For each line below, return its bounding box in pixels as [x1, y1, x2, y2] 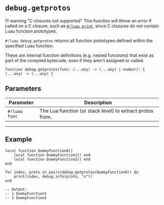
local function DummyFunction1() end [14, 153, 91, 158]
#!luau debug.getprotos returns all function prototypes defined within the [5, 38, 153, 44]
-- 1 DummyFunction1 [5, 191, 47, 196]
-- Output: [5, 187, 27, 192]
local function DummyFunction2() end [14, 157, 91, 162]
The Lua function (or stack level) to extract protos [40, 107, 154, 114]
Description [84, 99, 112, 106]
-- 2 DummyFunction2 [5, 195, 47, 200]
